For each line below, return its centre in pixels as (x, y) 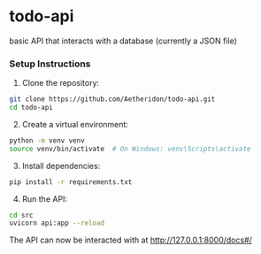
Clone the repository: (61, 83)
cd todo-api (31, 108)
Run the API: (45, 199)
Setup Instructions (50, 64)
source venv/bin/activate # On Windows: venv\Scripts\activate (130, 149)
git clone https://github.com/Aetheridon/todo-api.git (112, 99)
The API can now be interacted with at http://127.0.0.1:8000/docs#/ (130, 240)
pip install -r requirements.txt (71, 182)
